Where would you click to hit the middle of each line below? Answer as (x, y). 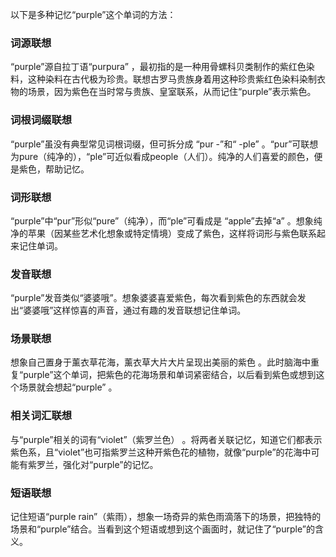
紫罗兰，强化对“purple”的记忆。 (93, 464)
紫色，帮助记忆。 (54, 169)
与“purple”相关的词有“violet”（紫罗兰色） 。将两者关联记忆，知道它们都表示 (166, 439)
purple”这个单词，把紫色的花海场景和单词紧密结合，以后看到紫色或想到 (170, 375)
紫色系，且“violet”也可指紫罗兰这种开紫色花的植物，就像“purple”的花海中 (161, 452)
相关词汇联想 (41, 416)
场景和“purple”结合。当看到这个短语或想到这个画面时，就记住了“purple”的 (162, 529)
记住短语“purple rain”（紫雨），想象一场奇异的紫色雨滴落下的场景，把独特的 (166, 517)
